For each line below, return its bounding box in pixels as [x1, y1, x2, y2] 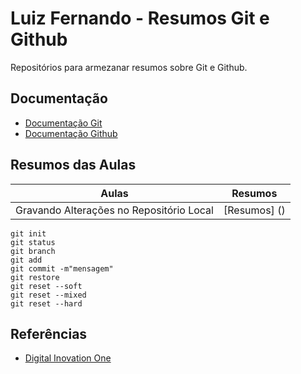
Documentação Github [24, 127, 118, 139]
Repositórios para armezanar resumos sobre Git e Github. [10, 61, 248, 73]
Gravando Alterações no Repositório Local [15, 203, 214, 217]
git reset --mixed [10, 290, 87, 300]
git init [10, 228, 47, 239]
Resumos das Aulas [10, 157, 137, 174]
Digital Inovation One [24, 352, 112, 364]
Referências [10, 325, 88, 342]
